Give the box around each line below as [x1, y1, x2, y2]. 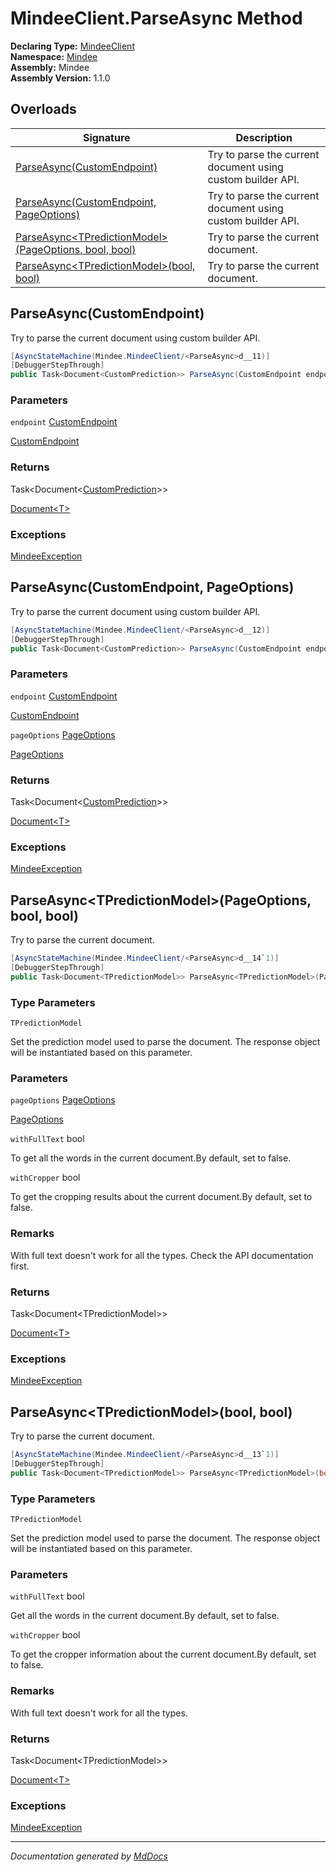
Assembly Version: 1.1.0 [10, 72, 111, 84]
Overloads [10, 101, 77, 118]
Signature [82, 130, 131, 144]
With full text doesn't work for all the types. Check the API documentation [10, 1249, 314, 1261]
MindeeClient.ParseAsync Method [10, 7, 303, 30]
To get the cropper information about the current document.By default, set [10, 1648, 317, 1661]
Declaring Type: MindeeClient [10, 40, 135, 52]
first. [10, 1260, 30, 1272]
